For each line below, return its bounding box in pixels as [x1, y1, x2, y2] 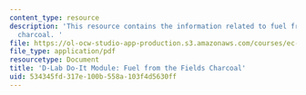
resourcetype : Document [9, 55, 100, 64]
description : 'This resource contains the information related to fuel [9, 22, 287, 31]
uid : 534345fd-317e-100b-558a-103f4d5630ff [9, 72, 178, 81]
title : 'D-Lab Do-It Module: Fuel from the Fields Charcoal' [9, 64, 247, 73]
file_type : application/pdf [9, 47, 117, 56]
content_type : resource [9, 13, 100, 23]
